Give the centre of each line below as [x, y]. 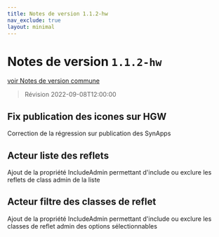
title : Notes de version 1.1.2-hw [58, 14]
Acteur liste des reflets [58, 155]
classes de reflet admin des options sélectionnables [82, 226]
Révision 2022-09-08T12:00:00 [71, 95]
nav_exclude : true [34, 20]
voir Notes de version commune [54, 81]
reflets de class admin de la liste [54, 180]
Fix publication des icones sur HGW [87, 116]
